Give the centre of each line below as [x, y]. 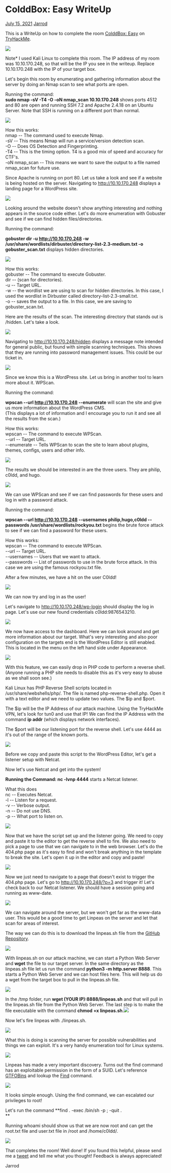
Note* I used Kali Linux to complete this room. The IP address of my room [82, 58]
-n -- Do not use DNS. [28, 811]
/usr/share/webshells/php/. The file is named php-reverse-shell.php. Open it [85, 693]
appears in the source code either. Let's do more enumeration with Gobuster [85, 213]
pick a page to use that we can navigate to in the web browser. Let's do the [84, 846]
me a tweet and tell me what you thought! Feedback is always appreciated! [84, 1156]
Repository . [17, 939]
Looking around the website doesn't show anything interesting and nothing [84, 208]
